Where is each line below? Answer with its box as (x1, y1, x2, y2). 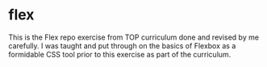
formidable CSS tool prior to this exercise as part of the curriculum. (8, 49, 232, 59)
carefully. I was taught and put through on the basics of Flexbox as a (8, 40, 236, 50)
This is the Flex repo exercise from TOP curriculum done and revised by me (8, 32, 260, 42)
